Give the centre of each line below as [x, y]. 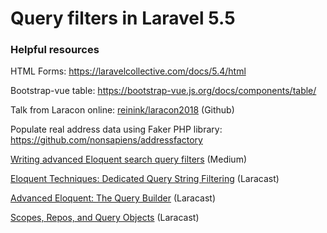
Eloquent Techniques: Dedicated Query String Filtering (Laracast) [145, 179]
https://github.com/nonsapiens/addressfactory [106, 140]
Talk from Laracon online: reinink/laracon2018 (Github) [122, 110]
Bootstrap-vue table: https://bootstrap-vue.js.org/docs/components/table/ [163, 91]
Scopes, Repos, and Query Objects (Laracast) [105, 218]
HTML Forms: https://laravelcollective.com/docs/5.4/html [128, 71]
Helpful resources [55, 50]
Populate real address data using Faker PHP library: [116, 129]
